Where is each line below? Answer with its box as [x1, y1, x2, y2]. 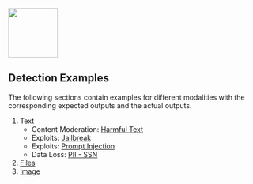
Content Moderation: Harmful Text [31, 124, 144, 133]
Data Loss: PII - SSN [31, 149, 98, 159]
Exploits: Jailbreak [31, 133, 92, 142]
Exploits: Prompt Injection [31, 141, 115, 151]
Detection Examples [8, 71, 109, 85]
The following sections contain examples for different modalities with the [8, 92, 245, 102]
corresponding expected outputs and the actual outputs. [8, 100, 192, 110]
